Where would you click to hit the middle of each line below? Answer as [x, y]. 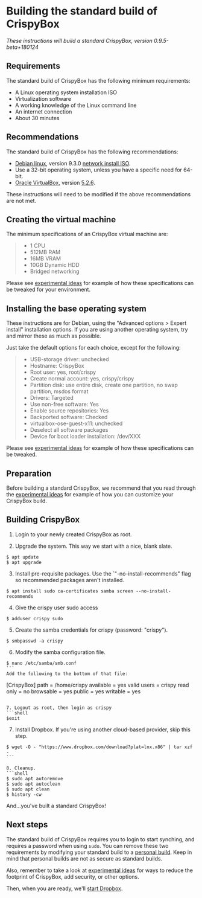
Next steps [27, 825]
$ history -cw [24, 794]
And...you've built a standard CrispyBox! [56, 806]
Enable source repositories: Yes [69, 411]
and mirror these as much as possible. [54, 336]
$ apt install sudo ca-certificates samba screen [70, 591]
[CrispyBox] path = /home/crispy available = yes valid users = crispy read [98, 685]
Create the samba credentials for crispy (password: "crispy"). [91, 630]
